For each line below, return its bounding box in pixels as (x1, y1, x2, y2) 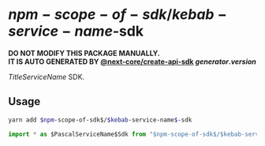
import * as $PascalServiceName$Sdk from (8, 130, 147, 138)
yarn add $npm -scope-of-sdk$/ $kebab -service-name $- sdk (8, 116, 192, 124)
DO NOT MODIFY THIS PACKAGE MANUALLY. (8, 48, 160, 58)
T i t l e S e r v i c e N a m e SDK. (8, 72, 85, 81)
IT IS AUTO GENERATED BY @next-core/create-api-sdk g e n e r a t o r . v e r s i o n (8, 57, 256, 66)
